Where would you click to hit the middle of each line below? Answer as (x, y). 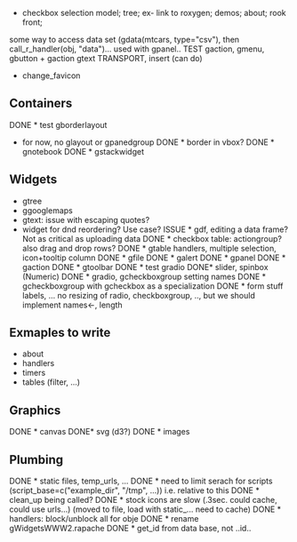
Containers (41, 104)
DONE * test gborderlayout (58, 124)
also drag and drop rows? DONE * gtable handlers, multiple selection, (149, 248)
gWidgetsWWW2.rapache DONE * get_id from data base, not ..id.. (130, 529)
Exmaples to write (60, 333)
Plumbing (36, 460)
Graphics (35, 410)
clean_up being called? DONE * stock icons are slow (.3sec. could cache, (143, 500)
